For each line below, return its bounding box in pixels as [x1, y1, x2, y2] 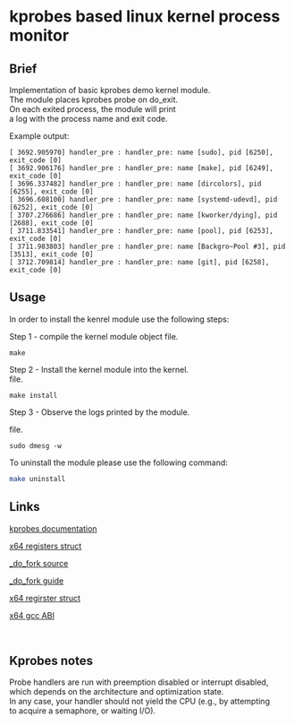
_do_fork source [9, 557, 69, 568]
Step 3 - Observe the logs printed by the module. [9, 406, 190, 418]
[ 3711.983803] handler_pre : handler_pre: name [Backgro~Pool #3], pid [9, 242, 286, 251]
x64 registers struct [9, 540, 82, 551]
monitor [9, 25, 70, 46]
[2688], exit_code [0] [9, 219, 94, 228]
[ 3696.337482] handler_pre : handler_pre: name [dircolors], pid [9, 179, 262, 188]
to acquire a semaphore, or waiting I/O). [9, 705, 156, 716]
